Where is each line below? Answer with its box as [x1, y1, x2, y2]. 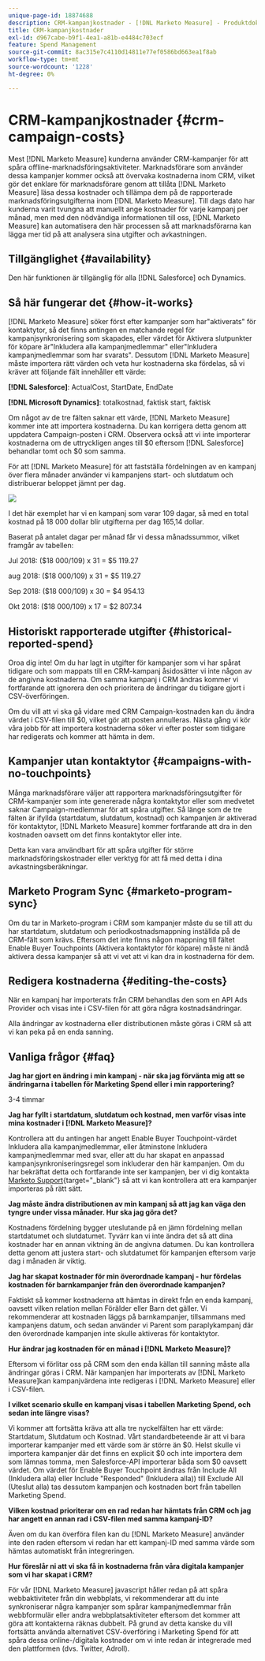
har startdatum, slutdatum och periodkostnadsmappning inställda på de [8, 926, 241, 935]
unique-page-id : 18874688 [8, 11, 93, 20]
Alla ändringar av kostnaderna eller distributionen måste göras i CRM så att [8, 1019, 252, 1028]
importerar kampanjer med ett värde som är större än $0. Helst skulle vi [8, 1440, 241, 1450]
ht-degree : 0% [8, 70, 55, 78]
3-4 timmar [8, 1095, 45, 1104]
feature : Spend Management [8, 41, 97, 49]
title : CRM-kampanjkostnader [8, 26, 104, 34]
